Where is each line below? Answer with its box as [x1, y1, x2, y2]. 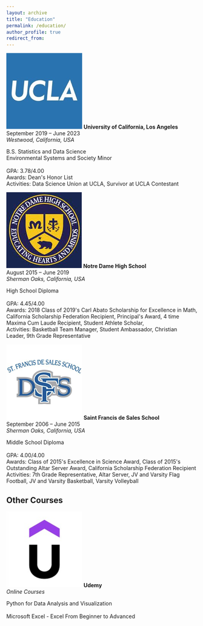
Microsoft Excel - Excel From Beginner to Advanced [6, 613, 135, 620]
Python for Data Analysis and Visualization [6, 599, 112, 607]
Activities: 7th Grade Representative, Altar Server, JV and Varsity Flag [6, 471, 180, 479]
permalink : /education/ [6, 22, 67, 29]
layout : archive [6, 10, 47, 16]
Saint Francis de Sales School [83, 414, 159, 422]
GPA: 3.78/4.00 [6, 167, 44, 175]
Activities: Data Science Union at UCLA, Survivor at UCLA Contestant [6, 180, 179, 187]
